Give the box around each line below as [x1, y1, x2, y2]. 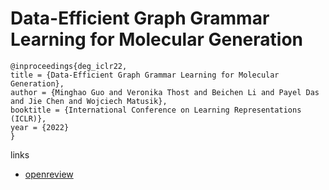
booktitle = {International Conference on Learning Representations [10, 105, 302, 115]
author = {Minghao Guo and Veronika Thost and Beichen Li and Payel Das [10, 87, 320, 97]
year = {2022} [10, 122, 70, 132]
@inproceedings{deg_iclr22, [10, 61, 128, 71]
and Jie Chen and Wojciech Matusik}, [10, 96, 168, 106]
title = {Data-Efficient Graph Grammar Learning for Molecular [10, 70, 280, 80]
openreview [24, 168, 74, 180]
